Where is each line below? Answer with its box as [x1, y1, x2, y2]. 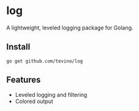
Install [6, 42, 30, 52]
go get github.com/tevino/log [6, 58, 84, 64]
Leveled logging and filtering [15, 91, 87, 98]
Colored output [15, 98, 54, 105]
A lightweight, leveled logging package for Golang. [6, 24, 134, 31]
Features [6, 75, 41, 85]
